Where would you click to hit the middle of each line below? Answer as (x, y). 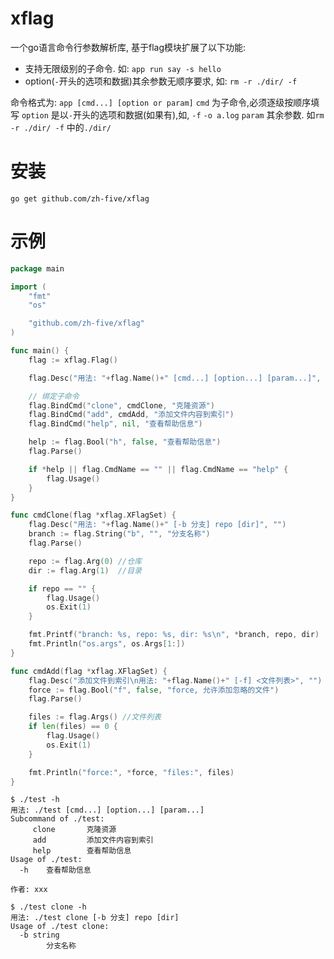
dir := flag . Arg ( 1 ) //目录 (85, 570)
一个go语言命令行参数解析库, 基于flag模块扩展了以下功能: (128, 47)
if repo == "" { (62, 588)
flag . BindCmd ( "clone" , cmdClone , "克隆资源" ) (121, 405)
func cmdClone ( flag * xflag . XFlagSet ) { (93, 515)
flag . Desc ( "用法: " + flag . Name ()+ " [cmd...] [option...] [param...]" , (175, 378)
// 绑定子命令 (54, 396)
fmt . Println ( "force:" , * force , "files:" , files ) (131, 772)
